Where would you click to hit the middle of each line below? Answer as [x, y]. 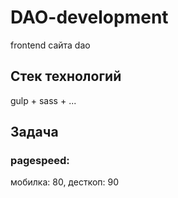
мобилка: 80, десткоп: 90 [65, 182]
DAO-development [89, 17]
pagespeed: [40, 161]
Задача [34, 132]
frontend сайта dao [50, 45]
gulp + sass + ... [43, 100]
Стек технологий [66, 76]
